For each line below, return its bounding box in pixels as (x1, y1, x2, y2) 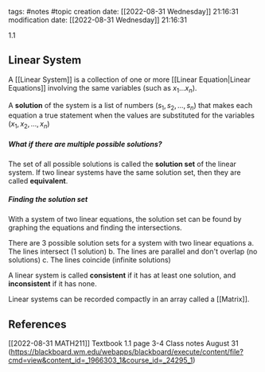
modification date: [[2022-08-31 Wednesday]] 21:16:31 (8, 15, 187, 25)
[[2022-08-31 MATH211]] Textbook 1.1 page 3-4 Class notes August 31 (8, 338, 239, 348)
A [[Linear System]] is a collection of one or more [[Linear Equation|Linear (8, 75, 251, 84)
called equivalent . (8, 176, 68, 186)
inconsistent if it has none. (8, 279, 97, 289)
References (8, 317, 67, 331)
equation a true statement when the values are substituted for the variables (8, 110, 255, 120)
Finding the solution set (8, 194, 88, 203)
